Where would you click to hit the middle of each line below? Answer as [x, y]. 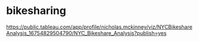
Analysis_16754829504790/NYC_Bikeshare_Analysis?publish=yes [86, 33]
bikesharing [36, 11]
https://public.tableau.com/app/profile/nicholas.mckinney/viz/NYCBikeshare [99, 27]
